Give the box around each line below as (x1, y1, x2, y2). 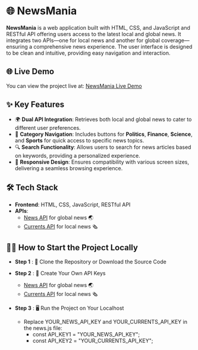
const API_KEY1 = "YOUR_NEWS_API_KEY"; (32, 331, 140, 338)
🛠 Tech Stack (6, 182, 58, 192)
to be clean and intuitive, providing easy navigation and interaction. (6, 49, 171, 56)
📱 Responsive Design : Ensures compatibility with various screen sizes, (14, 158, 189, 166)
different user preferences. (14, 124, 81, 131)
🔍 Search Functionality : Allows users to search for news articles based (14, 144, 191, 151)
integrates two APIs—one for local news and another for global (6, 37, 161, 44)
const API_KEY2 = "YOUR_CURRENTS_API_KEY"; (32, 337, 153, 345)
